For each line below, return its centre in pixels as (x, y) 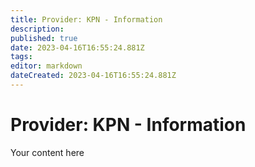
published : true (44, 38)
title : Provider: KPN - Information (86, 19)
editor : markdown (46, 66)
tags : (21, 57)
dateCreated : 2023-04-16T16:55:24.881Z (93, 76)
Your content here (47, 152)
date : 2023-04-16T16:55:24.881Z (77, 47)
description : (37, 29)
